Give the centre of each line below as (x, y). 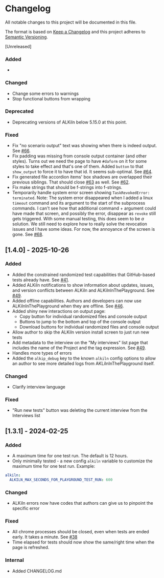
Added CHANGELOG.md (37, 571)
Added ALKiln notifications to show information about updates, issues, (83, 285)
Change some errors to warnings (46, 93)
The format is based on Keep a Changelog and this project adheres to (75, 31)
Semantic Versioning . (26, 37)
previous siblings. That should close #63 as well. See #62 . (71, 182)
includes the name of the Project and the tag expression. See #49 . (79, 348)
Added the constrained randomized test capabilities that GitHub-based (83, 274)
